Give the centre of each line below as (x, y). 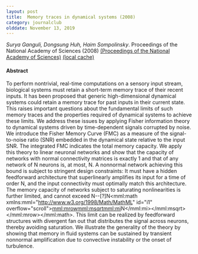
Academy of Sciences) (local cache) (50, 57)
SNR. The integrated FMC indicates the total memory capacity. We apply (94, 146)
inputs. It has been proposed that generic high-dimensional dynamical (91, 96)
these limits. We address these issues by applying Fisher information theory (98, 121)
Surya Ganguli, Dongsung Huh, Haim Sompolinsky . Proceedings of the (92, 45)
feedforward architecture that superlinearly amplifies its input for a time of (96, 178)
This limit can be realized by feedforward (126, 215)
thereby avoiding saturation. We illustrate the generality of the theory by (93, 228)
